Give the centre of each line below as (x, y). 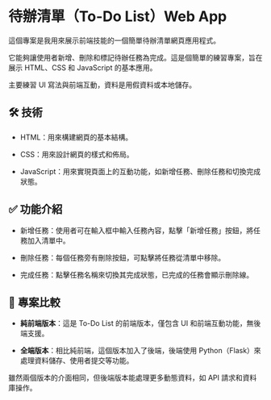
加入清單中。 (48, 240)
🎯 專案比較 (34, 302)
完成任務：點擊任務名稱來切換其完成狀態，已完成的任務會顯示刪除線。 (137, 274)
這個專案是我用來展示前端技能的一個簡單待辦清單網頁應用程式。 (114, 40)
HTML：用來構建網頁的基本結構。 (76, 137)
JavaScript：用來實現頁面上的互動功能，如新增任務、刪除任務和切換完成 (140, 171)
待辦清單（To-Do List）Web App (118, 17)
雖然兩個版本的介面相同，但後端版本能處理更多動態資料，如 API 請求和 (126, 378)
